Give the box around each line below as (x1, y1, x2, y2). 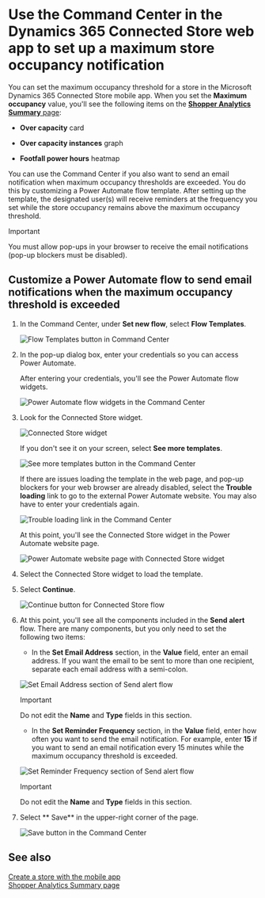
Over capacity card (19, 123, 85, 132)
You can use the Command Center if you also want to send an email (8, 169, 229, 178)
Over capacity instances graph (19, 138, 124, 147)
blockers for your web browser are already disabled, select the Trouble (19, 482, 252, 492)
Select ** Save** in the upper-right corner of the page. (19, 812, 199, 822)
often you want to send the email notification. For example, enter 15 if (31, 734, 258, 743)
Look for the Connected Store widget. (19, 412, 143, 422)
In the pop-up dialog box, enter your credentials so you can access (19, 350, 239, 359)
